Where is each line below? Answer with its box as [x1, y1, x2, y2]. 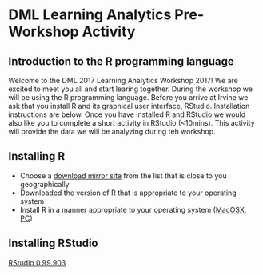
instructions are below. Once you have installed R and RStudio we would [8, 110, 246, 119]
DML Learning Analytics [8, 6, 172, 24]
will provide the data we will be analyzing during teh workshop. [8, 126, 216, 136]
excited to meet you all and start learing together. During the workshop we [8, 84, 253, 94]
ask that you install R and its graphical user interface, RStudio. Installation [8, 102, 250, 110]
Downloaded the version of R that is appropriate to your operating [19, 188, 237, 197]
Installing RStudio [8, 237, 98, 250]
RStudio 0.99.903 [8, 257, 66, 267]
